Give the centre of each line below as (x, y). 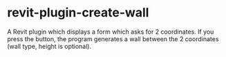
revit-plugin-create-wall (78, 13)
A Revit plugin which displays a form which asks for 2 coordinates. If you (111, 32)
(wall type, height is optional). (49, 46)
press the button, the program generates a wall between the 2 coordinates (113, 38)
